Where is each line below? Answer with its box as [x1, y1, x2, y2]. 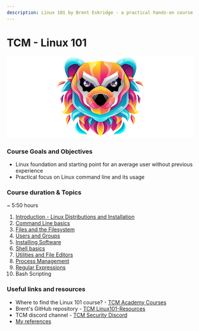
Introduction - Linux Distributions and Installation [15, 213, 135, 220]
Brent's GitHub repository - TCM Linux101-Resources [15, 305, 146, 312]
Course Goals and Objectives [7, 147, 93, 155]
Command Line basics [15, 220, 71, 227]
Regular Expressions [15, 264, 66, 271]
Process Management [15, 258, 70, 265]
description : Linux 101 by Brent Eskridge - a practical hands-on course [7, 10, 194, 15]
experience [15, 167, 43, 174]
